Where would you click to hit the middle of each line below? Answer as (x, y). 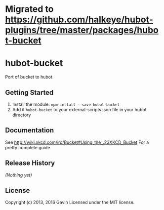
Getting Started (29, 92)
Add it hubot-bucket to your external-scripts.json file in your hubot (79, 109)
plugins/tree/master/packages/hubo (82, 30)
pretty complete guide (28, 147)
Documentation (30, 130)
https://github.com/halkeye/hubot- (79, 20)
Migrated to (29, 9)
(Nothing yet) (19, 175)
